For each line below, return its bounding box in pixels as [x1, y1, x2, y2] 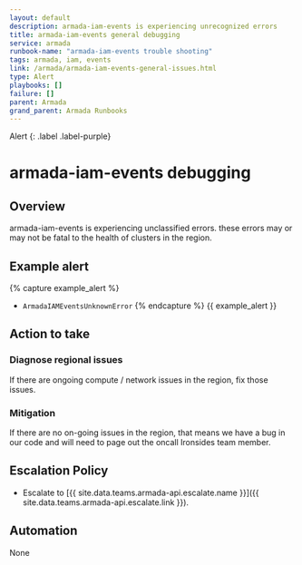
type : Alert [9, 73, 54, 82]
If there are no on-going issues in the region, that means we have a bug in [9, 427, 286, 438]
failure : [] [9, 89, 54, 98]
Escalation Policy [9, 463, 109, 479]
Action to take [9, 326, 91, 342]
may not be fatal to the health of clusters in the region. [9, 232, 213, 243]
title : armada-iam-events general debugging [9, 30, 180, 39]
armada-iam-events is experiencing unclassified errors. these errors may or [9, 223, 293, 234]
